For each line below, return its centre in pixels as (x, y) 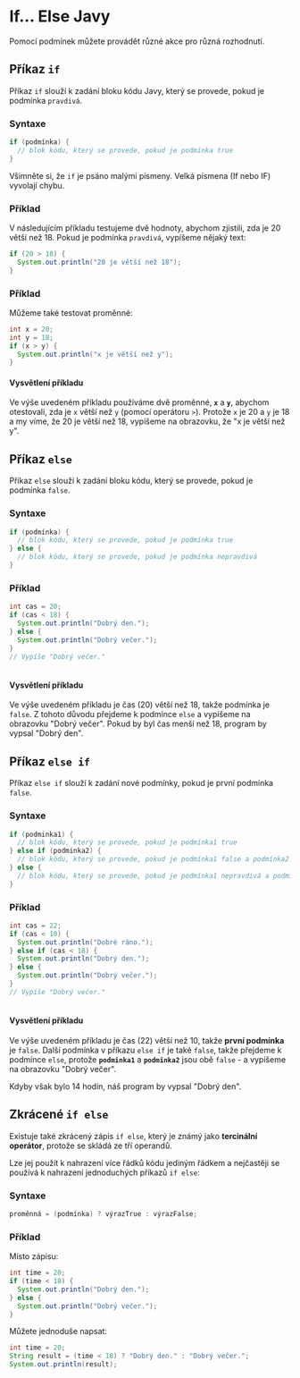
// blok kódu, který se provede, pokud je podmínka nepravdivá (137, 557)
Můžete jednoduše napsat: (58, 1332)
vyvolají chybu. (37, 185)
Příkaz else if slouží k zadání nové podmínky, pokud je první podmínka (142, 783)
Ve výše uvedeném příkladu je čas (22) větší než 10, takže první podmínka (147, 1040)
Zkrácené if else (59, 1115)
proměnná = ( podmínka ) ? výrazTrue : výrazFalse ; (104, 1214)
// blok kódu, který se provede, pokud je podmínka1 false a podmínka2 (154, 859)
